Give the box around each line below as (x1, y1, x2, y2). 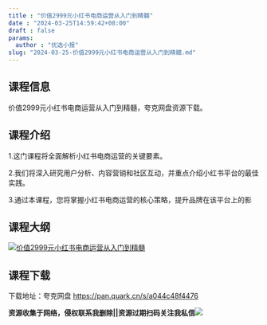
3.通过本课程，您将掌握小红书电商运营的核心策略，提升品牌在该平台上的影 (8, 194, 253, 204)
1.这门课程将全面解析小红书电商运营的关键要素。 (8, 151, 167, 160)
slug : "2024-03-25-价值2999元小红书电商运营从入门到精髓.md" (8, 49, 197, 57)
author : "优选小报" (15, 41, 79, 49)
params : (8, 33, 34, 42)
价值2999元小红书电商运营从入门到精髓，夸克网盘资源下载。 (8, 103, 207, 112)
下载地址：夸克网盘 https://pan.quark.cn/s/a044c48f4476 (8, 292, 199, 301)
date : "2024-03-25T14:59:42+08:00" (8, 19, 130, 27)
